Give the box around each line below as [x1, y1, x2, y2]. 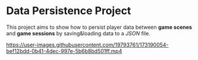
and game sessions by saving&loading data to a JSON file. [6, 29, 150, 36]
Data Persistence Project [6, 4, 131, 18]
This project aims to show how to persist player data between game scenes [6, 24, 192, 31]
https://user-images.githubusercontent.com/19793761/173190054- [6, 41, 169, 48]
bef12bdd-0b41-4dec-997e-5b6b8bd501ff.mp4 [6, 47, 122, 54]
